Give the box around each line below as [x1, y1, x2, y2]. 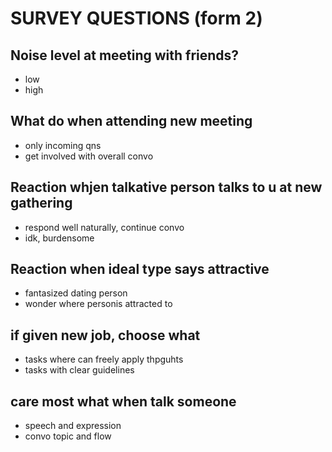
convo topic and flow [24, 430, 112, 442]
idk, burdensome [24, 232, 95, 244]
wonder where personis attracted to [24, 298, 173, 310]
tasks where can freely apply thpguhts [24, 353, 184, 366]
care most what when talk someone [10, 393, 237, 410]
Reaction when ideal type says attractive [10, 261, 270, 278]
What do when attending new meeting [10, 113, 253, 130]
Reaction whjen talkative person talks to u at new [10, 179, 323, 196]
